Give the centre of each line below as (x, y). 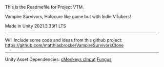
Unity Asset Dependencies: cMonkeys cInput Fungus (58, 59)
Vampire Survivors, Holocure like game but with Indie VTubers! (68, 16)
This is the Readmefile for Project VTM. (44, 7)
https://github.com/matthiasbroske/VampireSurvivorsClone (64, 45)
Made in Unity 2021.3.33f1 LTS (36, 26)
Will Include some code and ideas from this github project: (64, 40)
